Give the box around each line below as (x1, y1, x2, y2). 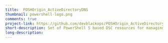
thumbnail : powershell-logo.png (5, 12, 72, 17)
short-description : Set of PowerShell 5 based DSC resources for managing (5, 26, 164, 31)
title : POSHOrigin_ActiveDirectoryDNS (5, 7, 88, 12)
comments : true (5, 16, 37, 21)
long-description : (5, 30, 43, 35)
